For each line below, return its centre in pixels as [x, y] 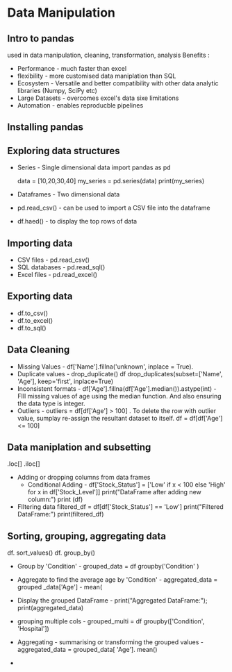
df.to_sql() [32, 328]
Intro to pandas [41, 39]
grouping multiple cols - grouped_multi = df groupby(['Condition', [111, 621]
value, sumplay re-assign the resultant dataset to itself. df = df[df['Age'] [120, 418]
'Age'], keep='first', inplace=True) [65, 381]
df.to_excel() [35, 320]
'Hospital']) [33, 629]
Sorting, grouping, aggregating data [87, 536]
